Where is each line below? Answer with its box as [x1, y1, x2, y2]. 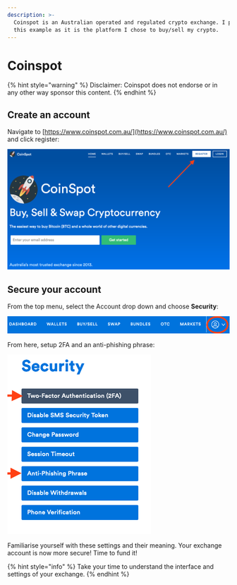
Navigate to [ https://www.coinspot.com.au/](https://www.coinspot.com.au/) [7, 128, 228, 136]
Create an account [7, 109, 90, 121]
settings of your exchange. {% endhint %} [7, 570, 130, 579]
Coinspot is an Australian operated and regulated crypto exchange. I [13, 18, 226, 26]
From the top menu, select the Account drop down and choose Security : [7, 302, 219, 310]
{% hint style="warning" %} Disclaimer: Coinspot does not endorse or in [7, 81, 218, 90]
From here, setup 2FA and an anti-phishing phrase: [7, 341, 155, 349]
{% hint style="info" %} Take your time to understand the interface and [7, 562, 214, 571]
